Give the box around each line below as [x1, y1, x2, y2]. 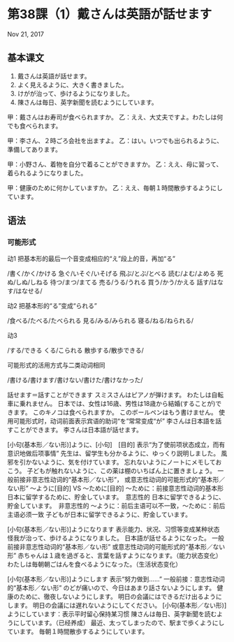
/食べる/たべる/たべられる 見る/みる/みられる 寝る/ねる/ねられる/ [7, 316, 194, 325]
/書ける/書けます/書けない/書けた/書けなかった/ [7, 376, 143, 384]
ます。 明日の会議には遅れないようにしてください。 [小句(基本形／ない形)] [13, 601, 227, 610]
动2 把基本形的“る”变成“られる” [7, 302, 98, 310]
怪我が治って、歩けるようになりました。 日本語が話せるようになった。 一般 [7, 534, 225, 542]
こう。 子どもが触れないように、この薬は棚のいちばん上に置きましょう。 [7, 467, 217, 475]
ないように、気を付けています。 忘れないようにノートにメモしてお [31, 458, 222, 467]
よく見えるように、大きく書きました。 [17, 80, 128, 89]
